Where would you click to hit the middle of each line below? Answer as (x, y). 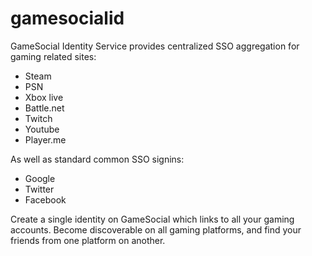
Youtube (42, 129)
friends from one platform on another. (88, 240)
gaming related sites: (53, 56)
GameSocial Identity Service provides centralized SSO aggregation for (155, 46)
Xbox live (44, 97)
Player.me (45, 139)
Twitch (38, 118)
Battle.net (44, 108)
